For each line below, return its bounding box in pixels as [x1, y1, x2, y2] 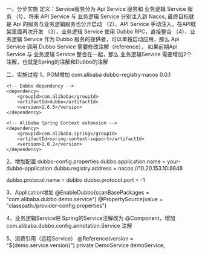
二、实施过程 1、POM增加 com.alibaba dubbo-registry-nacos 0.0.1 [6, 71, 171, 78]
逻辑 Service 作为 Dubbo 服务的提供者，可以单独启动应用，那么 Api [11, 36, 180, 42]
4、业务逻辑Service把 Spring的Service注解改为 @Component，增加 [6, 215, 175, 222]
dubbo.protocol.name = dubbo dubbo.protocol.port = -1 [6, 176, 145, 183]
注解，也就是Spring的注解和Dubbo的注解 [6, 58, 109, 65]
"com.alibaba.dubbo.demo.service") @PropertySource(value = [6, 196, 163, 202]
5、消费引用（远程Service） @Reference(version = [6, 235, 134, 242]
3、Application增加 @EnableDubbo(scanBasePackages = [6, 189, 149, 196]
